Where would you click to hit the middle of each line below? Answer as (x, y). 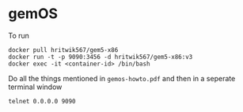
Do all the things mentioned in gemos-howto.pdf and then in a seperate (122, 78)
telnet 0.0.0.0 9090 (42, 101)
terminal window (35, 87)
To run (19, 35)
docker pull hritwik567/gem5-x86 (63, 50)
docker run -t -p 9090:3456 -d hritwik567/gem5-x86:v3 (101, 57)
